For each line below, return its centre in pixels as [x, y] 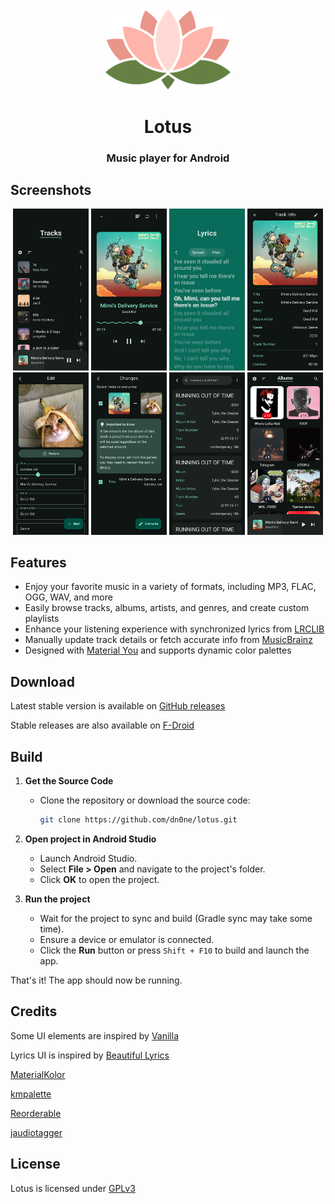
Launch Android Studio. [88, 858]
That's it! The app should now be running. [96, 980]
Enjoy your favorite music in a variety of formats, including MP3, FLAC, [170, 587]
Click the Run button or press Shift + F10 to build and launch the [174, 950]
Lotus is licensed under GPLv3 [73, 1188]
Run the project [57, 899]
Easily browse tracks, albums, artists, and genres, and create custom [167, 608]
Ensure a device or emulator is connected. [127, 939]
